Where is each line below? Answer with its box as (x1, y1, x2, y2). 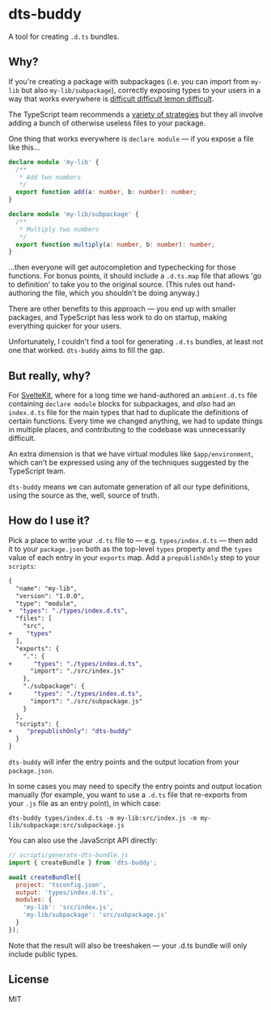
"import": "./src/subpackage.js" (29, 697, 143, 705)
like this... (8, 142, 40, 152)
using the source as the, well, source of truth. (8, 490, 160, 500)
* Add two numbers (19, 173, 82, 181)
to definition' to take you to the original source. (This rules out (8, 280, 214, 290)
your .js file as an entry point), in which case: (8, 799, 162, 808)
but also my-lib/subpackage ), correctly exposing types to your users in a (21, 85, 261, 95)
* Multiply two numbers (19, 225, 100, 233)
